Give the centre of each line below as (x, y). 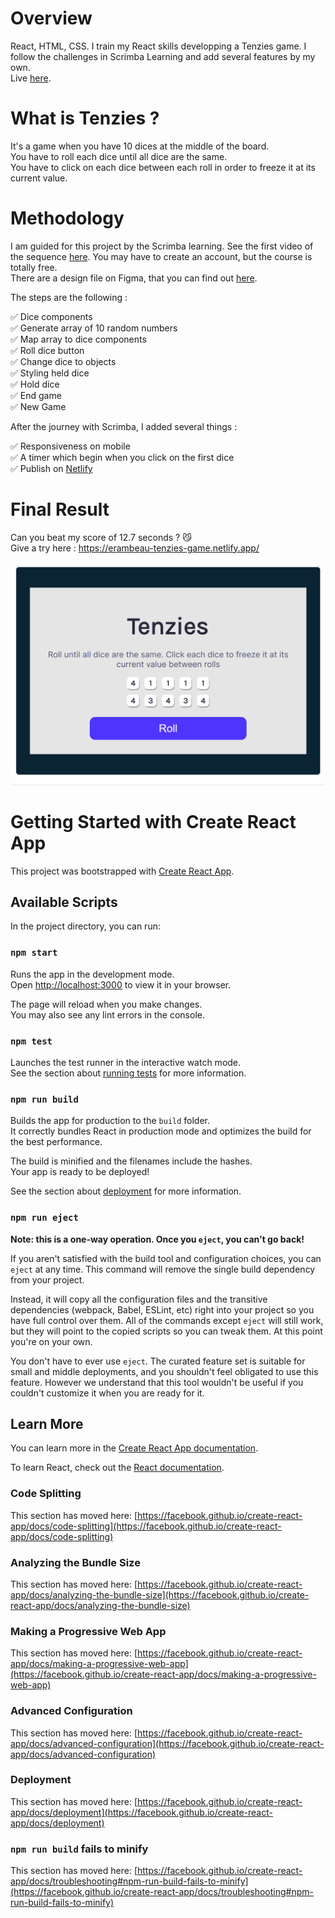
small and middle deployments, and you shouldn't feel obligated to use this (164, 1371)
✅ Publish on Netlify (51, 468)
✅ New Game (38, 406)
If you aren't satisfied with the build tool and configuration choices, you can (166, 1258)
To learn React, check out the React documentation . (117, 1468)
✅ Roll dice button (47, 350)
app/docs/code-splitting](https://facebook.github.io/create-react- (146, 1526)
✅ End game (36, 395)
